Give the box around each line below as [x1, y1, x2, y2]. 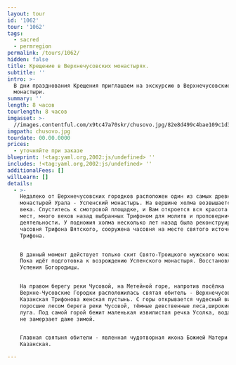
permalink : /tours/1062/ [7, 50, 80, 57]
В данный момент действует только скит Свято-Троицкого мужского [20, 251, 216, 258]
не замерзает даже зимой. [20, 315, 96, 323]
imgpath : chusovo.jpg [7, 128, 71, 135]
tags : [7, 29, 23, 37]
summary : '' [7, 95, 42, 102]
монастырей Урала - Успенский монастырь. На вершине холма [20, 199, 197, 207]
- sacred [13, 36, 39, 44]
